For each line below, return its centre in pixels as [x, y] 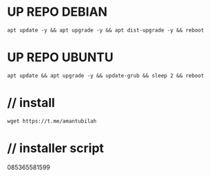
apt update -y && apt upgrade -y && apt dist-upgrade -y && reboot [106, 30]
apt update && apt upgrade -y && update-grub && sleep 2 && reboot [106, 75]
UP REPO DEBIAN [57, 12]
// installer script [56, 148]
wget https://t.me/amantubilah [52, 121]
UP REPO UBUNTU [60, 57]
